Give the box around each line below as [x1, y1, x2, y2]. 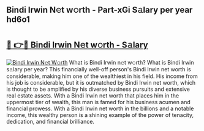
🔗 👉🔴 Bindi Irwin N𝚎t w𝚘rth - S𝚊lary [6, 40, 148, 50]
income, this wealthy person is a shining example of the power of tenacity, [6, 112, 194, 118]
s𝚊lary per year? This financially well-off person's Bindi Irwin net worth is [6, 66, 191, 73]
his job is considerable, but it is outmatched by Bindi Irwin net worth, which [6, 79, 196, 86]
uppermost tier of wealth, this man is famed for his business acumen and [6, 99, 191, 105]
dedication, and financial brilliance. [6, 118, 95, 125]
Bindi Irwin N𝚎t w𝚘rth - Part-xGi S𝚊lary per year [6, 5, 193, 15]
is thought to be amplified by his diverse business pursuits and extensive [6, 85, 190, 93]
